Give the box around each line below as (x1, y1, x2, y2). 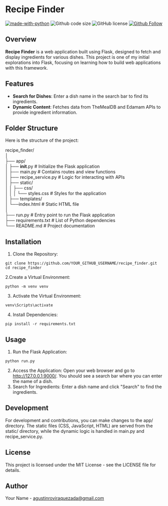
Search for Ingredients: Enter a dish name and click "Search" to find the (12, 384, 162, 390)
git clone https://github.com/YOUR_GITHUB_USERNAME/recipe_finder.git (5, 261, 157, 266)
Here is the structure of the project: (5, 137, 79, 143)
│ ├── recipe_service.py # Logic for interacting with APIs (5, 174, 125, 180)
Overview (5, 35, 37, 44)
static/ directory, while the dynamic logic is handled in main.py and (5, 428, 145, 434)
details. (5, 467, 21, 473)
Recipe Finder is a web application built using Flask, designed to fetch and (5, 48, 161, 54)
